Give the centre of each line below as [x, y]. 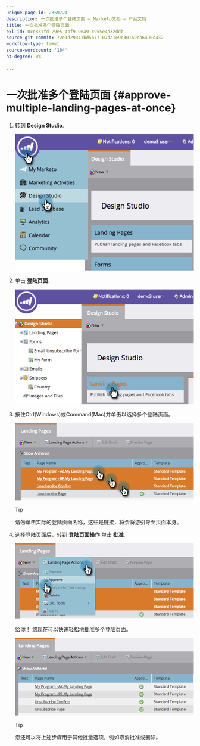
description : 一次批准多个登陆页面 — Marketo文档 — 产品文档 [76, 19]
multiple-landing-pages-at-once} [91, 108]
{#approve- [142, 95]
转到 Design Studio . [39, 125]
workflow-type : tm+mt [33, 44]
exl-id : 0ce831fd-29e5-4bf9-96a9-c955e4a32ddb [65, 32]
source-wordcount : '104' [37, 51]
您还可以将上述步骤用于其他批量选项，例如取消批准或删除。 [88, 737]
